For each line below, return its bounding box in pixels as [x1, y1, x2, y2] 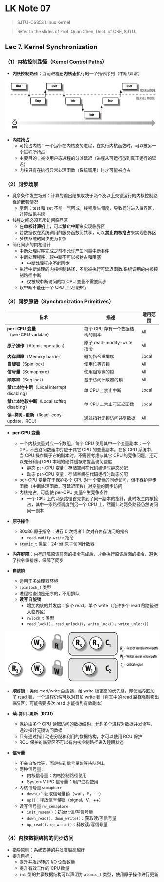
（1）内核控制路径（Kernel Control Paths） [5, 58, 107, 65]
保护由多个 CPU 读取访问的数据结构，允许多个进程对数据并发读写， [19, 721, 155, 727]
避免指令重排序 [84, 353, 115, 359]
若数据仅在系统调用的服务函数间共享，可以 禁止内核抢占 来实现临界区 [19, 230, 157, 236]
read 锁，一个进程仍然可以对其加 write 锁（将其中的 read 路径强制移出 [18, 694, 159, 700]
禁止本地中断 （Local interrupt [7, 384, 67, 390]
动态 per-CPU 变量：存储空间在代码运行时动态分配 [26, 471, 128, 477]
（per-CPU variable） [7, 332, 52, 338]
